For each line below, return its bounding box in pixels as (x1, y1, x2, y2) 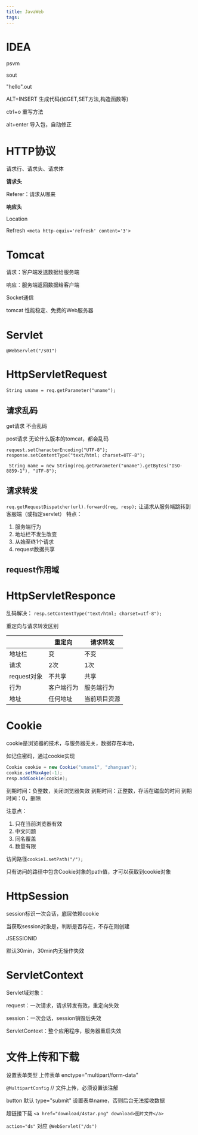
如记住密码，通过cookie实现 (6, 753, 76, 760)
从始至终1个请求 (14, 538, 54, 545)
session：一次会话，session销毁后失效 (6, 1014, 101, 1022)
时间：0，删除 (6, 795, 41, 802)
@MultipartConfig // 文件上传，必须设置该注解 (6, 1084, 119, 1091)
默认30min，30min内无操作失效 (6, 947, 85, 954)
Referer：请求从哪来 (6, 191, 56, 198)
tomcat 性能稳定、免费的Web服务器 (6, 307, 94, 314)
